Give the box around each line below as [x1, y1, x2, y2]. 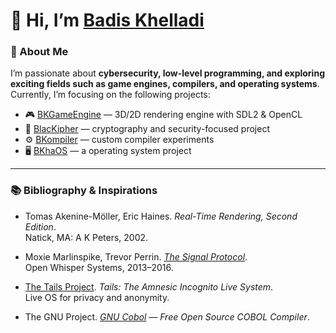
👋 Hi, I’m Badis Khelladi [10, 9, 205, 32]
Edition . [24, 220, 57, 233]
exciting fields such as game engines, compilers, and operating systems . [10, 78, 320, 90]
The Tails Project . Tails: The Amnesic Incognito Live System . [24, 280, 274, 293]
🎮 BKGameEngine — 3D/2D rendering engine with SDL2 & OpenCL [24, 109, 303, 121]
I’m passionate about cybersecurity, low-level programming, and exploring [10, 67, 325, 79]
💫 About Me [10, 45, 69, 59]
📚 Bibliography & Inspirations [10, 184, 158, 198]
